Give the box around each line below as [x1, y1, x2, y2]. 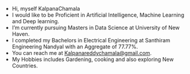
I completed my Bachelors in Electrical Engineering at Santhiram [11, 37, 171, 44]
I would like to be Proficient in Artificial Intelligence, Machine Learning [11, 11, 185, 18]
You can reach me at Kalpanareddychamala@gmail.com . [11, 50, 152, 56]
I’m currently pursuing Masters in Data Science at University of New [11, 24, 180, 31]
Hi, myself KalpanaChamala [11, 5, 80, 12]
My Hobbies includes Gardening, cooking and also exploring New [11, 56, 174, 63]
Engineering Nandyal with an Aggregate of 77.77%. [11, 43, 138, 50]
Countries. [11, 62, 38, 69]
